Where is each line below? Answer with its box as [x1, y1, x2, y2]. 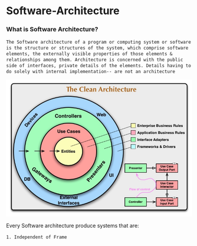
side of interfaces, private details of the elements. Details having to [6, 63, 192, 69]
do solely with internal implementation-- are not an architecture [6, 69, 176, 75]
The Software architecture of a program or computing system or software [6, 40, 192, 45]
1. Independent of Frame [6, 234, 67, 240]
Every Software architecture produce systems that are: [6, 222, 140, 229]
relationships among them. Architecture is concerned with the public [6, 57, 183, 63]
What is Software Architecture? [6, 25, 98, 34]
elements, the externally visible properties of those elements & [6, 51, 173, 57]
